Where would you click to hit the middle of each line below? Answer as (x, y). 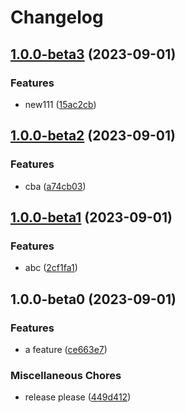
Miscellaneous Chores (66, 375)
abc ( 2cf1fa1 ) (51, 268)
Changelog (57, 17)
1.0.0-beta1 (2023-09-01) (91, 217)
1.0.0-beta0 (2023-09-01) (93, 299)
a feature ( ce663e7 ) (66, 349)
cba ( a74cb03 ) (55, 186)
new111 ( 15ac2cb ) (60, 104)
